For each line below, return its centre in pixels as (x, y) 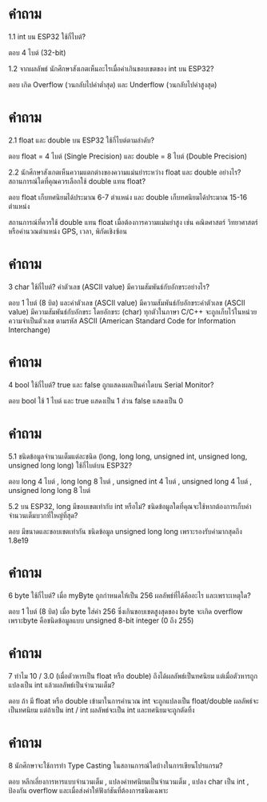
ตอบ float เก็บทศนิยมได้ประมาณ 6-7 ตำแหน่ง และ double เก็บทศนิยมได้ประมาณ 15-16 (128, 197)
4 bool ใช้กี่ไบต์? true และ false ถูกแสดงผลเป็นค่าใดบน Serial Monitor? (111, 384)
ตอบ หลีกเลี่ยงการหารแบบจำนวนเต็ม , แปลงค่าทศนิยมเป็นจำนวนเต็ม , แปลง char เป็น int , (129, 781)
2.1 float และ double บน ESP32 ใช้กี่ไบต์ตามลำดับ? (81, 140)
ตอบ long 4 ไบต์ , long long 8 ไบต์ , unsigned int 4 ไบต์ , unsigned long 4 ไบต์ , (130, 481)
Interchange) (29, 330)
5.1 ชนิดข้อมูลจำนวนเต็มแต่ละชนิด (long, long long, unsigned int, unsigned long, (128, 456)
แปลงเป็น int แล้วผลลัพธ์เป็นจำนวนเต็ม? (62, 684)
